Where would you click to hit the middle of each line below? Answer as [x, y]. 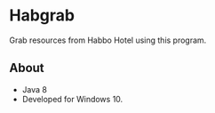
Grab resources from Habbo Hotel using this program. [108, 40]
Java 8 [34, 89]
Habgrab [42, 16]
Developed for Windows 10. [72, 99]
